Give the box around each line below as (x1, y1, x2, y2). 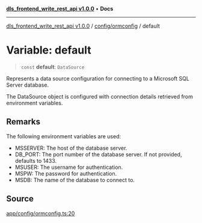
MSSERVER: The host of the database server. (14, 144, 127, 151)
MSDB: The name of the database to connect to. (14, 176, 135, 183)
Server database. (6, 81, 49, 88)
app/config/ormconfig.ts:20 (6, 210, 75, 217)
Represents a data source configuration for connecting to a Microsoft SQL (6, 75, 189, 82)
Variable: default (6, 43, 91, 57)
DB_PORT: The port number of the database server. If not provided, (14, 150, 182, 158)
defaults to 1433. (14, 157, 57, 164)
